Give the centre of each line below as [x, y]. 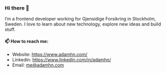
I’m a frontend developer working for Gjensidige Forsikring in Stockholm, [80, 19]
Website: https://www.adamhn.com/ [50, 54]
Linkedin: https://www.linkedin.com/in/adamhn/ [61, 59]
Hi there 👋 [17, 8]
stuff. [10, 29]
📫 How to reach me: [27, 41]
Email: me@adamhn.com [38, 65]
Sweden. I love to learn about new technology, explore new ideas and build [83, 24]
